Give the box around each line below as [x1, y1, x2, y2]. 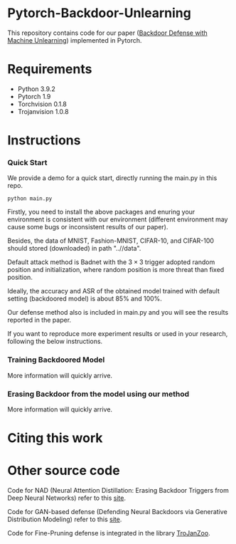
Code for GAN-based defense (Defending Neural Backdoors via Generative [7, 508, 227, 516]
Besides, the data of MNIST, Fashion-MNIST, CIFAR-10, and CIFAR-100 [7, 236, 215, 245]
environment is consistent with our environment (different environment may [7, 215, 228, 224]
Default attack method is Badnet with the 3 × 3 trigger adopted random [7, 258, 215, 266]
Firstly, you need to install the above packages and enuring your [7, 208, 195, 216]
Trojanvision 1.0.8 [17, 107, 69, 115]
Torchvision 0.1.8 [17, 100, 68, 108]
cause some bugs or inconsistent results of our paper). [7, 223, 168, 231]
